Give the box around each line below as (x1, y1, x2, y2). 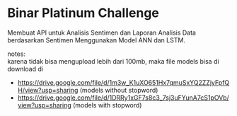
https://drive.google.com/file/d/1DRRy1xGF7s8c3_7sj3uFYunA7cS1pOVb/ (17, 93, 230, 102)
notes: (7, 50, 26, 58)
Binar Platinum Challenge (7, 5, 159, 21)
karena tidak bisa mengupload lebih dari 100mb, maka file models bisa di (7, 57, 219, 65)
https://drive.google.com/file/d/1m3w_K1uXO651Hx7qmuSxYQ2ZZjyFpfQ (17, 78, 230, 86)
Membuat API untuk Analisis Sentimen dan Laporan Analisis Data (7, 28, 197, 37)
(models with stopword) (73, 100, 142, 109)
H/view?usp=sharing (17, 86, 79, 94)
